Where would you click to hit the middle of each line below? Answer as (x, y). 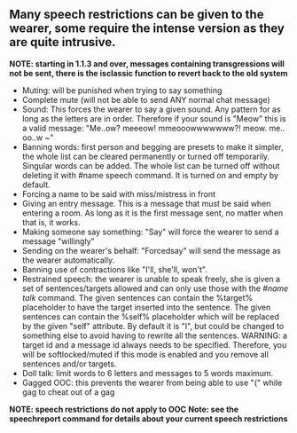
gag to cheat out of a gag (68, 392)
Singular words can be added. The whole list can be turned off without (151, 165)
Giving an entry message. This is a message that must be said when (146, 203)
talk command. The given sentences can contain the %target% (137, 297)
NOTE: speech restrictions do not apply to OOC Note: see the (124, 409)
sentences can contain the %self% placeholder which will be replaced (150, 316)
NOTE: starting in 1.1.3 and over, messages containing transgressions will (147, 63)
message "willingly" (58, 241)
